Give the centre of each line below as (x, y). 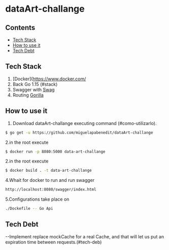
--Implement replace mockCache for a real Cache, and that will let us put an (84, 236)
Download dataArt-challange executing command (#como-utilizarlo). (84, 123)
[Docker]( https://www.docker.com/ (49, 79)
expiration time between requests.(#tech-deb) (54, 242)
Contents (20, 28)
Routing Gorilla (28, 95)
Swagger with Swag (33, 89)
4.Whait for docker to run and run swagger (50, 180)
